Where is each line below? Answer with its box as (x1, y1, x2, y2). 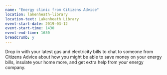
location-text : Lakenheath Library (5, 16, 79, 21)
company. (5, 64, 26, 70)
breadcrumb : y (5, 35, 35, 40)
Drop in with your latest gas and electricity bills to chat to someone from (5, 48, 154, 55)
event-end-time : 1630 (5, 30, 50, 35)
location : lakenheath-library (5, 12, 68, 17)
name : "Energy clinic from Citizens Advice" (5, 7, 99, 12)
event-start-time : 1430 (5, 26, 55, 31)
